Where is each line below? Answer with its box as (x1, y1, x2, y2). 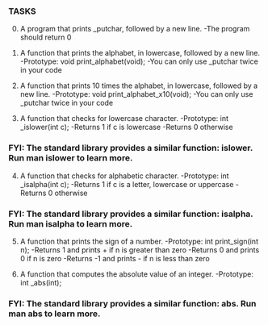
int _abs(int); (19, 277, 62, 287)
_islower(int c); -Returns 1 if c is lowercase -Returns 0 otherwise (19, 123, 233, 132)
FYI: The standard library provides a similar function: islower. (8, 143, 253, 154)
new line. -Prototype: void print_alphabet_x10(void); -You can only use (19, 90, 253, 99)
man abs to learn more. (8, 308, 101, 319)
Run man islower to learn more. (8, 152, 133, 164)
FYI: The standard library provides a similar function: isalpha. (8, 208, 253, 219)
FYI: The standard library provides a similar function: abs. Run (8, 298, 257, 309)
